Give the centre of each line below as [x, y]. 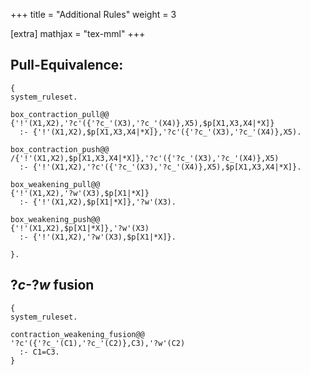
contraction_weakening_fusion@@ [77, 334]
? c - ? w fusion [52, 285]
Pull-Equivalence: [67, 65]
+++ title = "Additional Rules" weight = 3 [93, 14]
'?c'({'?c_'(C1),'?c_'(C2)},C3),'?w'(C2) [98, 343]
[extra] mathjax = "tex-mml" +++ [78, 33]
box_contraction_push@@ [60, 149]
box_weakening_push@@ [55, 219]
